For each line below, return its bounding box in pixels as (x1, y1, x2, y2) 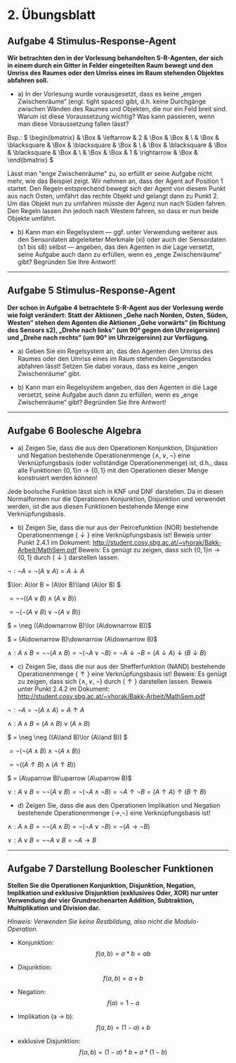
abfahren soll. (7, 76, 49, 84)
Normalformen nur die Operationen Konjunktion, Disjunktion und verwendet (7, 495, 226, 503)
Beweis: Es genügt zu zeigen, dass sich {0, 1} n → (78, 545, 221, 554)
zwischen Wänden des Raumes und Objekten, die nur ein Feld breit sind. (17, 105, 228, 113)
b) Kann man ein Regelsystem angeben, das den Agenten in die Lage (17, 383, 218, 391)
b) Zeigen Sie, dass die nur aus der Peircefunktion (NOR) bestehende (17, 523, 218, 531)
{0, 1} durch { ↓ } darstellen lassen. (17, 553, 119, 561)
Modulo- (174, 917, 199, 926)
